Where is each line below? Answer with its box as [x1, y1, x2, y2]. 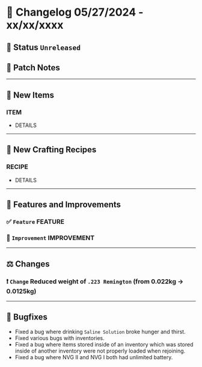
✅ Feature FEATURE [6, 218, 65, 226]
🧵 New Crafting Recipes [6, 144, 97, 155]
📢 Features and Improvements [6, 200, 121, 210]
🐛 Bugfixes [6, 312, 48, 322]
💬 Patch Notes [6, 63, 60, 73]
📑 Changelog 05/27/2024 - [6, 5, 144, 19]
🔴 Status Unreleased [6, 42, 81, 52]
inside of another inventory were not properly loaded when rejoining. [14, 347, 186, 354]
